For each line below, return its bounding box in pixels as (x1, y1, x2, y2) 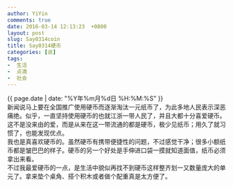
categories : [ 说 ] (7, 49, 57, 56)
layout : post (7, 29, 45, 37)
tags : (7, 55, 23, 62)
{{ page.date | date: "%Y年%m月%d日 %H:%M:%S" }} (7, 94, 164, 103)
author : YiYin (7, 10, 49, 17)
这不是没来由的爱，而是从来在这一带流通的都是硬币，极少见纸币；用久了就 (7, 121, 220, 129)
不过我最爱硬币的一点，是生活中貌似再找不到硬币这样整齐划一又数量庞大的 (7, 163, 220, 172)
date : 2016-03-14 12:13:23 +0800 (7, 23, 107, 30)
